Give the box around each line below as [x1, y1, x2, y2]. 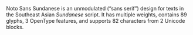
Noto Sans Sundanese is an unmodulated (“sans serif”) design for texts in [6, 5, 184, 12]
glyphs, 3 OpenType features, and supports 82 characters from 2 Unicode [6, 17, 185, 24]
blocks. [6, 23, 24, 30]
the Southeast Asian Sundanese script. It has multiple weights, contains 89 [6, 11, 187, 18]
